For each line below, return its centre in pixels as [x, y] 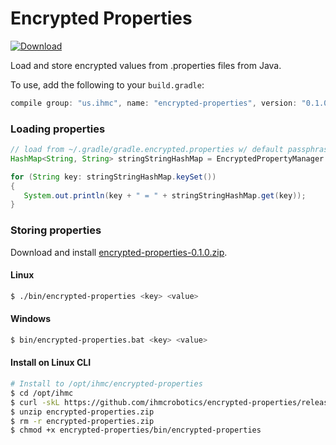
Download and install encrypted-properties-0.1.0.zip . [119, 252]
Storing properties [56, 230]
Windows [30, 319]
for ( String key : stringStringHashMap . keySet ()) [113, 177]
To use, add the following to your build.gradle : [107, 84]
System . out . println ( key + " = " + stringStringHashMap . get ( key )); [165, 195]
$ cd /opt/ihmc [42, 393]
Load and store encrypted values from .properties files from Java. [146, 65]
